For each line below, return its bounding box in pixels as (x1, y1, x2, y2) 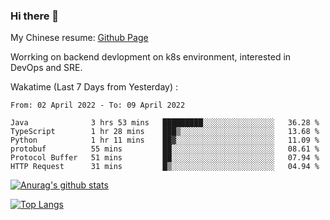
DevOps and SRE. (10, 62, 83, 74)
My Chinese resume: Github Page (10, 32, 149, 44)
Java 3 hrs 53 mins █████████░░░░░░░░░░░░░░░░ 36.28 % (10, 118, 320, 128)
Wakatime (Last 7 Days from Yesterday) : (10, 81, 179, 93)
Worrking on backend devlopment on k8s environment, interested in (10, 51, 292, 63)
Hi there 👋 (10, 9, 60, 23)
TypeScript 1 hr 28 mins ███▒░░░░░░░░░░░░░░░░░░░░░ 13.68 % (10, 127, 320, 137)
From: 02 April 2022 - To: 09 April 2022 (10, 100, 186, 111)
